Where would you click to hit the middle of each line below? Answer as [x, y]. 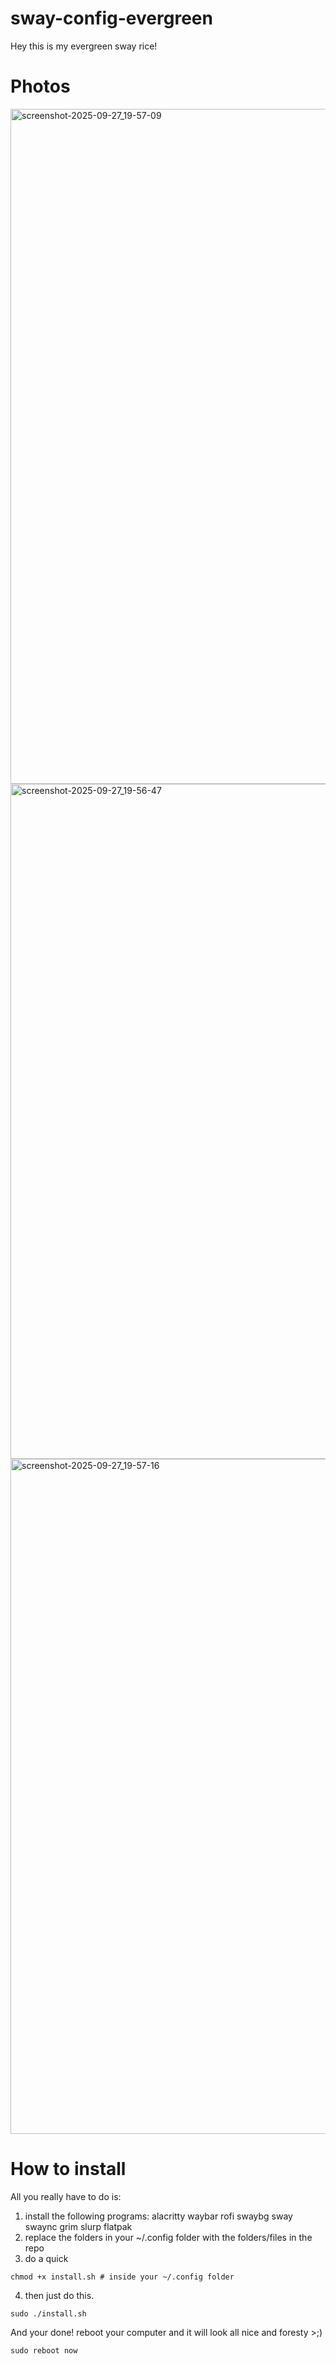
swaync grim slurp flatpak [78, 2226]
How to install [68, 2169]
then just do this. [59, 2295]
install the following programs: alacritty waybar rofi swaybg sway [158, 2216]
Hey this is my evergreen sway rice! [84, 46]
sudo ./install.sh [48, 2313]
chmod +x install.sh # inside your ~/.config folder [122, 2277]
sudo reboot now [44, 2350]
